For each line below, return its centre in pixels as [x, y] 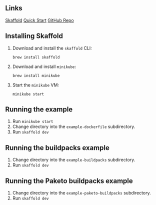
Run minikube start [33, 121]
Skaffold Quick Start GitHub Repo [39, 20]
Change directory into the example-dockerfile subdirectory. [74, 126]
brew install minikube [36, 75]
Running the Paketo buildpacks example [69, 181]
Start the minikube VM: [35, 85]
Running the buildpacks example [57, 148]
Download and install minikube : [44, 66]
